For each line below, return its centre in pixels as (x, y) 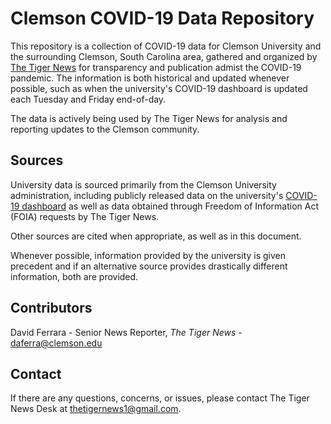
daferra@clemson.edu (56, 343)
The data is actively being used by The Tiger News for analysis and (149, 118)
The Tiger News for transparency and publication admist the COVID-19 (156, 67)
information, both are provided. (74, 276)
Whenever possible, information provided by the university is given (148, 255)
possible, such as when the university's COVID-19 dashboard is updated (159, 88)
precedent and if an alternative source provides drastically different (149, 266)
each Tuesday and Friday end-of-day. (88, 99)
